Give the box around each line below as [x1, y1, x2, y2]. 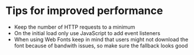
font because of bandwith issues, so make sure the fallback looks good [14, 42, 188, 49]
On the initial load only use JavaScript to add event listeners [14, 29, 161, 36]
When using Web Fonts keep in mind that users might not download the [14, 36, 189, 43]
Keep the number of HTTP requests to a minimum [14, 23, 135, 30]
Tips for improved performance [5, 4, 163, 18]
